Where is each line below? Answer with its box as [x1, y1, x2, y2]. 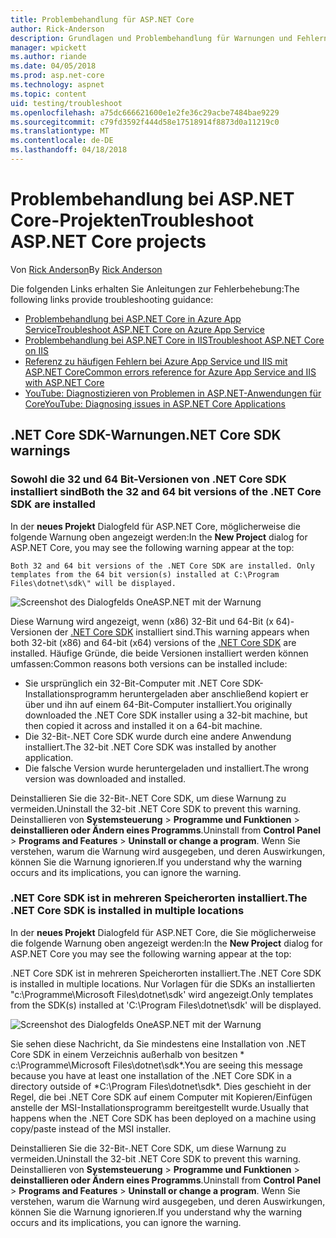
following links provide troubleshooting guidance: [10, 293, 214, 305]
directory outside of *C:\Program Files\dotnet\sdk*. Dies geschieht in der [10, 1080, 312, 1092]
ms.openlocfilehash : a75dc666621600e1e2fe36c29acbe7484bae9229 [10, 107, 280, 118]
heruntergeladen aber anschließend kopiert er [119, 687, 309, 700]
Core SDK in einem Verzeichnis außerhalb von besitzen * [10, 1048, 245, 1060]
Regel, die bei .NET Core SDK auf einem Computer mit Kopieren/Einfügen [10, 1091, 313, 1103]
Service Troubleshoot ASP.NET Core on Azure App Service [24, 323, 265, 335]
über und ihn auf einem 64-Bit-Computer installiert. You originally [24, 698, 293, 710]
